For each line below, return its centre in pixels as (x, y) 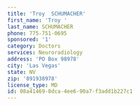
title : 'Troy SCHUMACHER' (47, 14)
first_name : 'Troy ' (37, 20)
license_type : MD (33, 85)
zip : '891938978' (33, 78)
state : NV (22, 72)
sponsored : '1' (29, 40)
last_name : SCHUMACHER (40, 26)
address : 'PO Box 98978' (43, 59)
